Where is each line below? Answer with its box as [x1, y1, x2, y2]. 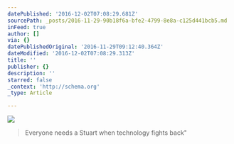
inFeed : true [7, 23, 46, 31]
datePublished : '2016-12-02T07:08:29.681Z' [7, 10, 139, 18]
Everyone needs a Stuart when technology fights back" [24, 128, 187, 137]
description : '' [7, 70, 55, 77]
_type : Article [7, 89, 53, 96]
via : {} [7, 37, 31, 44]
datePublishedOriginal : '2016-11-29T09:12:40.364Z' [7, 43, 164, 50]
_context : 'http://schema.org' [7, 83, 100, 90]
